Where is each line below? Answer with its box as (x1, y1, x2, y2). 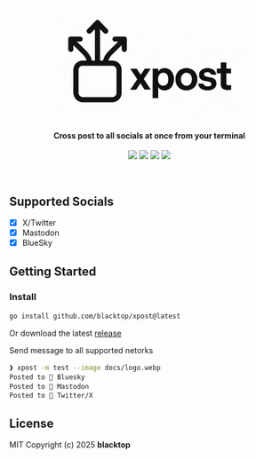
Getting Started (9, 264, 97, 279)
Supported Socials (9, 194, 114, 209)
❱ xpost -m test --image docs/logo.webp (9, 363, 162, 372)
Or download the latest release (9, 328, 122, 338)
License (9, 415, 54, 431)
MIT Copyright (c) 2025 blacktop (9, 439, 131, 450)
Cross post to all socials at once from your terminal (52, 130, 246, 140)
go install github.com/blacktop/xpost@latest (9, 312, 180, 321)
